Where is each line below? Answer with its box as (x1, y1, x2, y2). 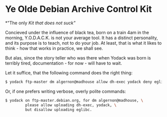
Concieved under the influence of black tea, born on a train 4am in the (5, 29, 149, 35)
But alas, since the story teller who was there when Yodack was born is (5, 55, 151, 60)
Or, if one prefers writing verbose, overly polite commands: (5, 88, 126, 94)
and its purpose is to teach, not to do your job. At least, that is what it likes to (5, 40, 162, 46)
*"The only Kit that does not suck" (5, 20, 76, 26)
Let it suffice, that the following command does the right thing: (5, 69, 133, 75)
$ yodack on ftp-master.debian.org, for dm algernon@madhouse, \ (5, 98, 143, 103)
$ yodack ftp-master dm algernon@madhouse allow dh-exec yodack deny (5, 79, 153, 84)
